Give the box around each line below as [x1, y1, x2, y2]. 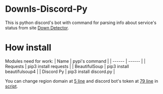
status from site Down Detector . [5, 24, 70, 30]
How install [5, 42, 51, 53]
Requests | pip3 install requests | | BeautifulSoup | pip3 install [5, 63, 129, 69]
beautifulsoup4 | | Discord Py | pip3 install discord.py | [5, 69, 115, 74]
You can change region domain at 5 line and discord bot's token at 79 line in [5, 78, 158, 84]
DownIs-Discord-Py [5, 3, 88, 15]
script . [5, 83, 18, 89]
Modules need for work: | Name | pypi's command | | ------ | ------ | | [5, 58, 146, 64]
